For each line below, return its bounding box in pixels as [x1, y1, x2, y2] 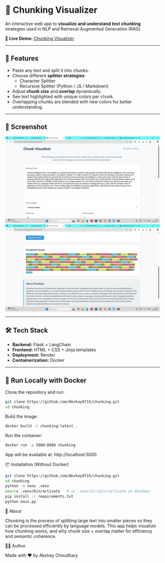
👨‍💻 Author [5, 543, 26, 549]
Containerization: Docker [12, 357, 65, 363]
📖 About [5, 508, 22, 514]
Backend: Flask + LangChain [12, 342, 71, 348]
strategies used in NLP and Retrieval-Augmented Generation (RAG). [5, 26, 142, 31]
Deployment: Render [12, 352, 55, 358]
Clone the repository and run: [5, 389, 65, 395]
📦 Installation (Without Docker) [5, 461, 69, 467]
